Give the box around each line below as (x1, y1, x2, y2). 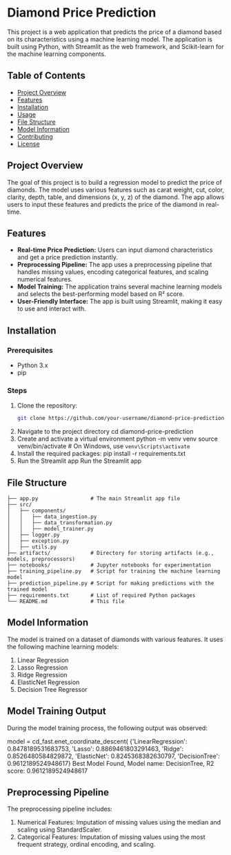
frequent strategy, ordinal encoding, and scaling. (17, 840, 156, 849)
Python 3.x (17, 361, 48, 369)
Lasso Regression (17, 663, 68, 672)
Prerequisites (7, 345, 53, 355)
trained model (7, 586, 48, 593)
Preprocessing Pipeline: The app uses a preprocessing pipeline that (17, 261, 212, 269)
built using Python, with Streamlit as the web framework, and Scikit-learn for (7, 42, 224, 50)
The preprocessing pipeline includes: (7, 805, 112, 813)
